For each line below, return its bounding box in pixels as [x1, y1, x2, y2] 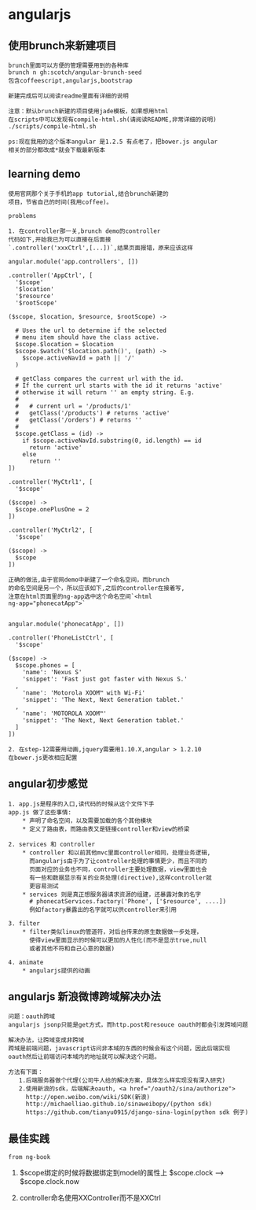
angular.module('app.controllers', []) [8, 257, 139, 265]
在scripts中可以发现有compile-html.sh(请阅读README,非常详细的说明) [8, 116, 218, 124]
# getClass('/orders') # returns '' [15, 415, 143, 424]
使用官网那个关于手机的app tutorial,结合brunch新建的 [8, 190, 169, 197]
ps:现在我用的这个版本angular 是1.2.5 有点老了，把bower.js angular [8, 138, 218, 146]
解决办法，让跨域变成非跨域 [8, 1036, 85, 1044]
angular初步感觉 [8, 777, 89, 791]
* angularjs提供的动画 [22, 966, 90, 975]
